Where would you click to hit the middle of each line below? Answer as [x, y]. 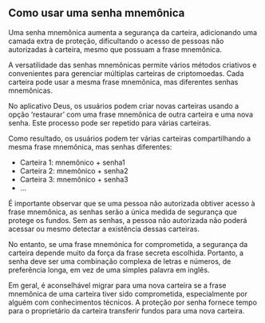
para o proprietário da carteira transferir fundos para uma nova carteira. [127, 310]
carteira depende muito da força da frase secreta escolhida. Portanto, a [126, 253]
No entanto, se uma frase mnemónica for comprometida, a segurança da [128, 244]
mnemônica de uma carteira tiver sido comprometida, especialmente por [128, 293]
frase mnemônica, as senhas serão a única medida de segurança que [123, 212]
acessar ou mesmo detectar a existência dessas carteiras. [104, 229]
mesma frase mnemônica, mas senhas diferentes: [90, 146]
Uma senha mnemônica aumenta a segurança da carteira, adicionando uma [133, 32]
